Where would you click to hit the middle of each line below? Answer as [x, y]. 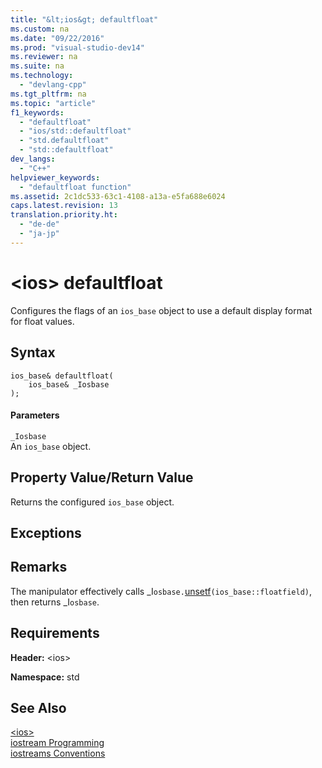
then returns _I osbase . [55, 602]
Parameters [35, 415]
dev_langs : [33, 159]
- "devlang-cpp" [53, 85]
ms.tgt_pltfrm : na [48, 94]
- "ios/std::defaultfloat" [75, 131]
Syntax [33, 352]
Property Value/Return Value [102, 477]
